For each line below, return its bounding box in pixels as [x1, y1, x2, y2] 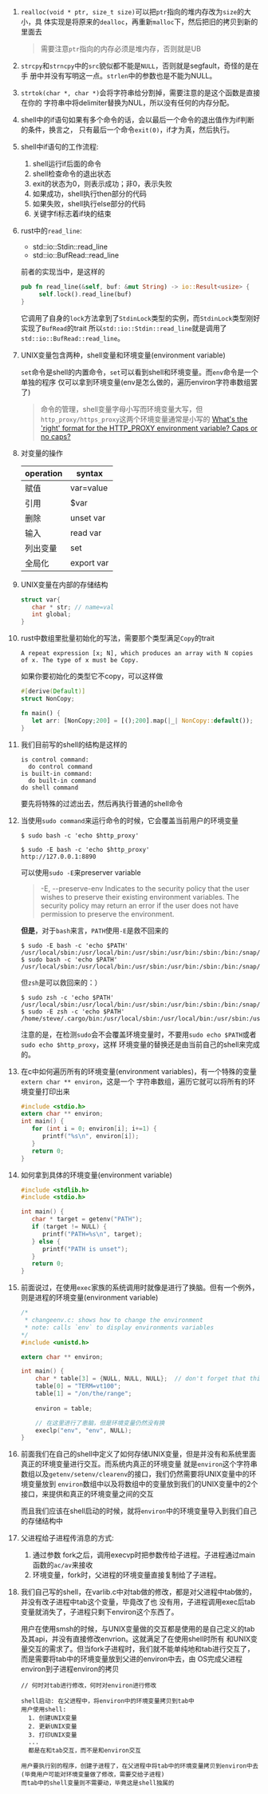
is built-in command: [20, 769, 93, 777]
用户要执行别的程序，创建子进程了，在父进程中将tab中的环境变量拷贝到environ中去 [20, 1762, 258, 1770]
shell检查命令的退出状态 [32, 169, 112, 178]
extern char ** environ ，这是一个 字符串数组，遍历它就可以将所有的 [20, 1077, 249, 1086]
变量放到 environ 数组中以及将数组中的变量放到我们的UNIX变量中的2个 [27, 1479, 258, 1489]
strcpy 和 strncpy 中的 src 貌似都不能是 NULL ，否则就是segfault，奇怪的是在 [20, 61, 259, 70]
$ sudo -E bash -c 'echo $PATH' [20, 941, 128, 949]
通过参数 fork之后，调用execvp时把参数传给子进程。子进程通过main [32, 1550, 256, 1560]
